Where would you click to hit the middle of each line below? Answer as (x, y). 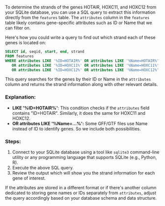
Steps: (13, 141)
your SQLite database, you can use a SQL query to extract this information (80, 12)
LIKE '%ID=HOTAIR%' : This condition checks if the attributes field (81, 108)
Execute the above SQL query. (43, 167)
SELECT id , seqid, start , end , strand (45, 51)
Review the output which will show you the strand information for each (83, 173)
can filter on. (18, 28)
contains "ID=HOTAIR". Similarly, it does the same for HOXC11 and (79, 113)
